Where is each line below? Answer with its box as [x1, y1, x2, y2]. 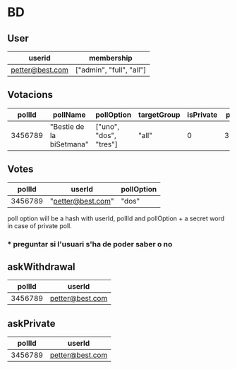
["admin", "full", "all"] [75, 65, 147, 75]
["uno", [95, 121, 120, 131]
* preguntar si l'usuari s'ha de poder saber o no [7, 239, 173, 249]
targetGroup [138, 110, 181, 120]
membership [89, 54, 133, 63]
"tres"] [95, 139, 118, 149]
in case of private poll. [7, 221, 72, 230]
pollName [52, 110, 86, 120]
